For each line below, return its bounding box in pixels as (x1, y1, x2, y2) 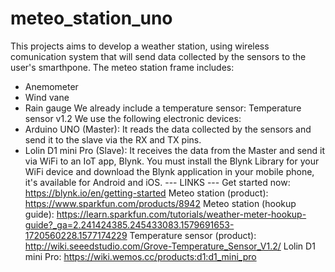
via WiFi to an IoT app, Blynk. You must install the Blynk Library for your (24, 155, 320, 167)
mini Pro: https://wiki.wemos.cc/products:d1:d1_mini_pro (24, 250, 257, 262)
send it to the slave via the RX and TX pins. (24, 133, 202, 146)
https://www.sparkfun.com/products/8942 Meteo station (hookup (24, 197, 297, 209)
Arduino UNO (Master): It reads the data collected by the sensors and (24, 123, 312, 135)
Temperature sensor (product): (129, 229, 257, 241)
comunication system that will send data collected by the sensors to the (10, 50, 307, 62)
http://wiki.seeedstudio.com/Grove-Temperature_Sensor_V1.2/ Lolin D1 (24, 240, 316, 252)
